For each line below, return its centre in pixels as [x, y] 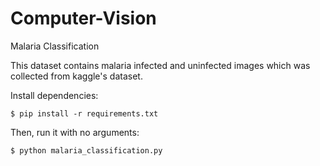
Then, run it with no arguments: [75, 132]
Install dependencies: [54, 95]
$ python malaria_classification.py [86, 150]
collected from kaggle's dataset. [76, 76]
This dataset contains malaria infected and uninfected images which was [160, 65]
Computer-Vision [83, 18]
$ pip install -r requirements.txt [84, 113]
